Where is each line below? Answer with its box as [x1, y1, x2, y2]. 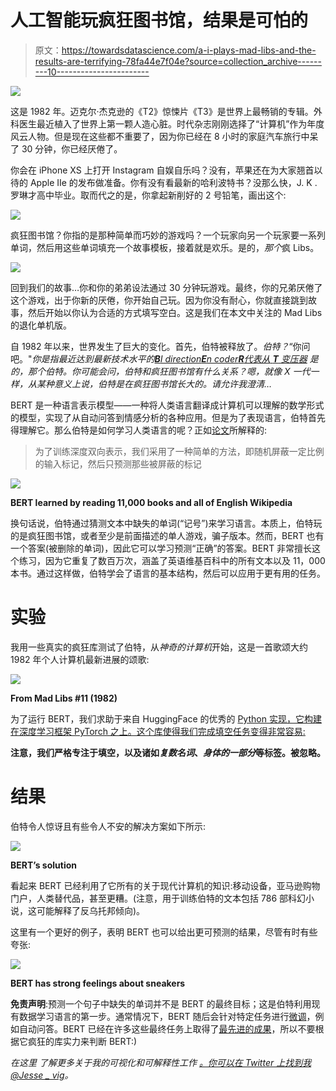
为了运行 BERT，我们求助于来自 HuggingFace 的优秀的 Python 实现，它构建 [10, 712, 322, 725]
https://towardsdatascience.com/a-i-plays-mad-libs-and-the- [61, 44, 317, 56]
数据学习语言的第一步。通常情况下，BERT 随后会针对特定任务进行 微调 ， [18, 1010, 316, 1022]
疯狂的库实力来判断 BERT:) [27, 1035, 138, 1047]
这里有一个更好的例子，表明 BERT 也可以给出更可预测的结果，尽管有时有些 [10, 926, 318, 938]
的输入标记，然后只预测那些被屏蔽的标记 [34, 457, 202, 470]
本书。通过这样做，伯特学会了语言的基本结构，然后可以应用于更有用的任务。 [10, 567, 326, 579]
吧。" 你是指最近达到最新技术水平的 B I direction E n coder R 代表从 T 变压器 [10, 352, 308, 365]
